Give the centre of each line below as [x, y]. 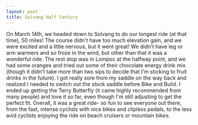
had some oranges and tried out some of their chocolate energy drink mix [96, 65]
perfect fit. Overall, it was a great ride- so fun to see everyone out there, [94, 103]
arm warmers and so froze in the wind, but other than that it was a [87, 52]
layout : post [22, 11]
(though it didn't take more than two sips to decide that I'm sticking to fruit [97, 71]
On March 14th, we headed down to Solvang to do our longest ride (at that [97, 34]
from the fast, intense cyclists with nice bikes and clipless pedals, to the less [99, 109]
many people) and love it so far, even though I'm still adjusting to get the [94, 96]
